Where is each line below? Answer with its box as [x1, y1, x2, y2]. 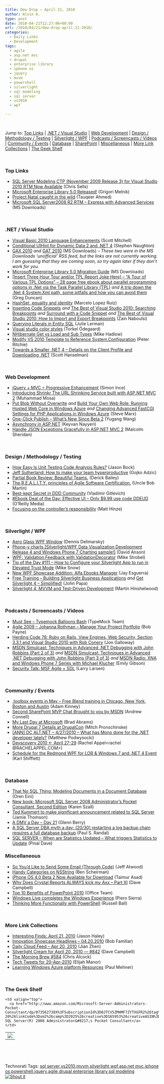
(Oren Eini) [12, 794, 34, 799]
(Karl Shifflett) [12, 755, 41, 762]
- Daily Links [9, 35, 38, 40]
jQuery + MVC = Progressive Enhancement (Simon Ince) [12, 385, 126, 390]
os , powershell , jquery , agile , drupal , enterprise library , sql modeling [5, 1068, 135, 1074]
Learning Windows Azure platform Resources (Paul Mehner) [12, 964, 133, 970]
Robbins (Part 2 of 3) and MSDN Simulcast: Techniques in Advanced [12, 650, 150, 655]
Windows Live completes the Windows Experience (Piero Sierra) [12, 895, 142, 901]
